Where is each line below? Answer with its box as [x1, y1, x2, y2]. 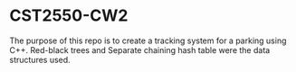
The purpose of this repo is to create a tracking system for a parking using [9, 35, 287, 46]
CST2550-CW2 [9, 5, 129, 26]
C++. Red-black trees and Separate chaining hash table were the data [9, 44, 271, 55]
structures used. [9, 54, 71, 65]
